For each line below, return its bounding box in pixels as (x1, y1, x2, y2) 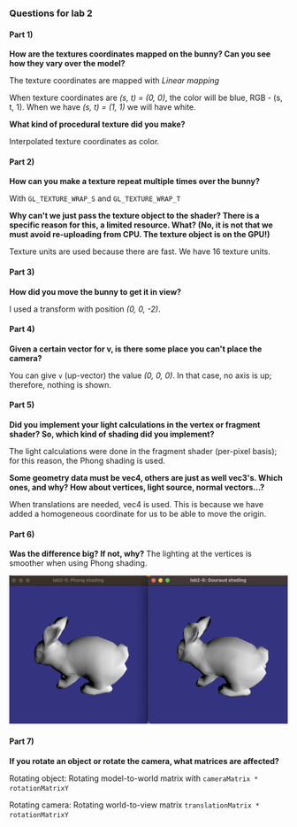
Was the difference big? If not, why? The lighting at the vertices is (9, 548, 252, 560)
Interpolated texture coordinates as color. (9, 136, 160, 147)
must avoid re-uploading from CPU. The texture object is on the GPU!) (9, 229, 270, 240)
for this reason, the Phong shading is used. (9, 455, 165, 466)
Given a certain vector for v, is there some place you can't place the (9, 344, 263, 354)
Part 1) (9, 29, 34, 40)
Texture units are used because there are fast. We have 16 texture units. (9, 246, 271, 257)
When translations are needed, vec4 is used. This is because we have (9, 499, 263, 509)
